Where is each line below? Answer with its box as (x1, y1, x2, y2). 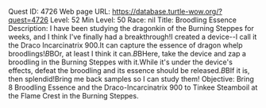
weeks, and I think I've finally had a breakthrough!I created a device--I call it (8, 32, 257, 41)
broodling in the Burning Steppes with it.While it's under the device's (8, 57, 233, 67)
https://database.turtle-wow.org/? (112, 7, 222, 16)
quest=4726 (8, 15, 49, 25)
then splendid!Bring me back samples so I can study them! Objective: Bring (8, 75, 254, 83)
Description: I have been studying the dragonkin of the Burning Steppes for (8, 24, 254, 33)
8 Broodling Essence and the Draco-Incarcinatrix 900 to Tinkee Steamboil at (8, 83, 258, 92)
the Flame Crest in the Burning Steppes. (8, 91, 139, 100)
